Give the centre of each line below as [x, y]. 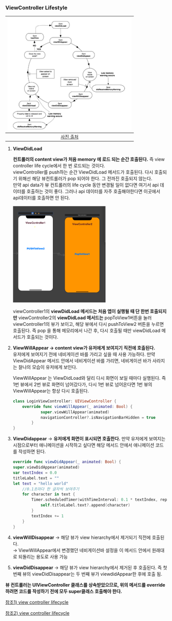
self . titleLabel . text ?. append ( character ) [85, 505]
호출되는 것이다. [42, 337]
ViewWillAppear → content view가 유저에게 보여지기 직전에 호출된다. [84, 347]
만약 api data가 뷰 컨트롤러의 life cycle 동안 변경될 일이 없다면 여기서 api [86, 185]
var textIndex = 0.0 [35, 473]
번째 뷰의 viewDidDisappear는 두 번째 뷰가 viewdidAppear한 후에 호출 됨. [88, 574]
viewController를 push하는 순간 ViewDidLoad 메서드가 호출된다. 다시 [83, 172]
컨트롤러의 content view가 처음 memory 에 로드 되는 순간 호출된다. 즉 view [89, 159]
